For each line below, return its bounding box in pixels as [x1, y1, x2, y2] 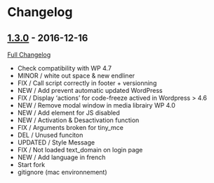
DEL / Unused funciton [17, 131, 83, 139]
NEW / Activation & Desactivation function [17, 116, 140, 124]
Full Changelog [7, 50, 51, 59]
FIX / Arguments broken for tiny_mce [17, 124, 124, 131]
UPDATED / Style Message [17, 138, 95, 147]
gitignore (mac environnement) [17, 168, 107, 176]
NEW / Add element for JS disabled [17, 109, 121, 117]
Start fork [17, 161, 46, 168]
